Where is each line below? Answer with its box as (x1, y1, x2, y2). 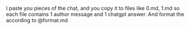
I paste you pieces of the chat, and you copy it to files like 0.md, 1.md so (6, 5, 180, 11)
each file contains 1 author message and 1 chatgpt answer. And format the (6, 11, 185, 18)
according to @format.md (6, 17, 68, 23)
